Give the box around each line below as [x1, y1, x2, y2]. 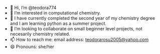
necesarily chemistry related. [10, 31, 70, 37]
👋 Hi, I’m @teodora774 [10, 5, 57, 10]
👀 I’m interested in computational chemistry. [10, 10, 101, 16]
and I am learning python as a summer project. [10, 20, 107, 26]
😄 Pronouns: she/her [10, 44, 54, 50]
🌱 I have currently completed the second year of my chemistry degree [10, 15, 155, 21]
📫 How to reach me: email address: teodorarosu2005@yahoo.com [10, 37, 149, 42]
